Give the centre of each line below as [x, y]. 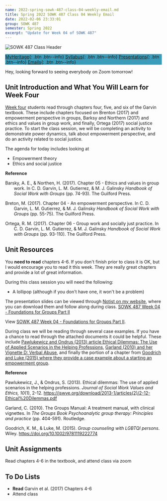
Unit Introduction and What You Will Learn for [77, 87]
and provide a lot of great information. [44, 272]
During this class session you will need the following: [59, 282]
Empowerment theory [35, 158]
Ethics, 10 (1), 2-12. [24, 393]
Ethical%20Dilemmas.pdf [31, 398]
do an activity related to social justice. [44, 139]
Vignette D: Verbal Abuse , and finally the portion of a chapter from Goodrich [83, 352]
